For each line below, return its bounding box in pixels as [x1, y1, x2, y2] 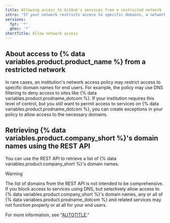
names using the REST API [5, 142, 91, 151]
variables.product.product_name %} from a [5, 58, 146, 66]
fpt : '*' [10, 21, 28, 27]
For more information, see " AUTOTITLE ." [5, 211, 90, 218]
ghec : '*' [10, 26, 30, 31]
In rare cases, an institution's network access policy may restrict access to [5, 79, 161, 85]
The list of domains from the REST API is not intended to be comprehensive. [5, 180, 163, 187]
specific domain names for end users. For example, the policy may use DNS [5, 84, 163, 90]
